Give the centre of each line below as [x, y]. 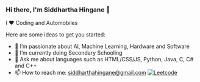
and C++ [26, 66]
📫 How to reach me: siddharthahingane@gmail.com [80, 73]
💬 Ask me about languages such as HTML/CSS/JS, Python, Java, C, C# [104, 60]
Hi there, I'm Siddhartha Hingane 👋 [58, 10]
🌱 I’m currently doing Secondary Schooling [68, 53]
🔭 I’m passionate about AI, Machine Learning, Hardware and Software [102, 46]
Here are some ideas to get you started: [56, 35]
